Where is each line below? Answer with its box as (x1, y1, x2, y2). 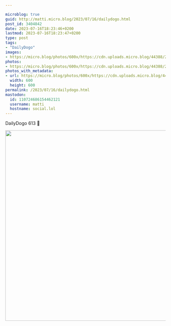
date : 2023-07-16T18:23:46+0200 (5, 26, 74, 31)
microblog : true (5, 12, 40, 17)
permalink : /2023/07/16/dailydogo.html (5, 87, 90, 92)
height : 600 (10, 83, 36, 88)
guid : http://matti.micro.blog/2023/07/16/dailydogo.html (5, 16, 131, 22)
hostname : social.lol (10, 106, 56, 112)
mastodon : (5, 92, 26, 97)
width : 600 (10, 78, 33, 83)
